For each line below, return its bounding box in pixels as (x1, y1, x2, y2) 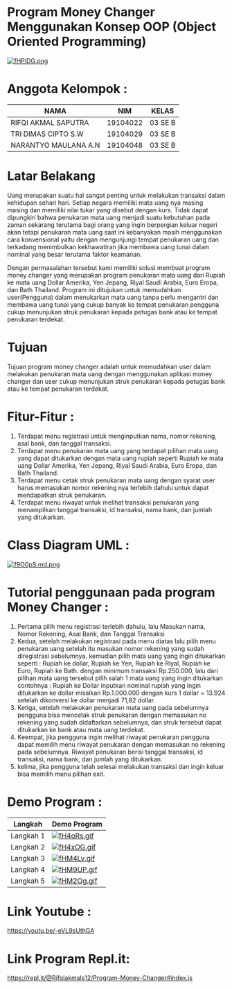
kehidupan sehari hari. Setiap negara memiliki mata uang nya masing (7, 198, 204, 207)
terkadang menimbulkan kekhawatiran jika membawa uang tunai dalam (7, 242, 210, 251)
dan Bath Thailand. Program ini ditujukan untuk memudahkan (7, 285, 181, 294)
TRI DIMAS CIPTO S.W (10, 129, 84, 139)
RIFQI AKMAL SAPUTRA (10, 117, 89, 127)
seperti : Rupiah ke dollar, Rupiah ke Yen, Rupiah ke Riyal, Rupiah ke (17, 659, 211, 667)
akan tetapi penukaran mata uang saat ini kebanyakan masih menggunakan (7, 228, 222, 236)
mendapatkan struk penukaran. (17, 491, 107, 499)
